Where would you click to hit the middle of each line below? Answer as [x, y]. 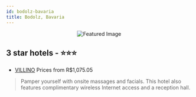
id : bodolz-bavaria [30, 11]
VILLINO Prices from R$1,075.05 [54, 70]
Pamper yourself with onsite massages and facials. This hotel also [101, 81]
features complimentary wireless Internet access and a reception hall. [105, 88]
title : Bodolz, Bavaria [35, 17]
